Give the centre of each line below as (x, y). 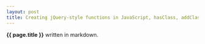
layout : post (23, 12)
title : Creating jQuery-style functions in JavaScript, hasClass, (92, 17)
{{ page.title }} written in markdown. (52, 34)
